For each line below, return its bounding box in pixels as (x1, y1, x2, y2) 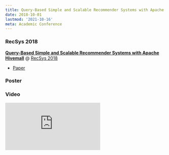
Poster (5, 77, 22, 84)
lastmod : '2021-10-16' (5, 17, 53, 22)
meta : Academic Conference (5, 21, 62, 27)
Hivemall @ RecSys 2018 (5, 55, 58, 61)
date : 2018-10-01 (5, 12, 42, 17)
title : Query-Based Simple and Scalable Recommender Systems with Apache (5, 7, 164, 13)
